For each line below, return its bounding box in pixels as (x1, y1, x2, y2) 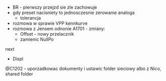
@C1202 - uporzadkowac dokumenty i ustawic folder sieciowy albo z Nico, (5, 65, 161, 71)
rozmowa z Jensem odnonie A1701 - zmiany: (12, 26, 105, 32)
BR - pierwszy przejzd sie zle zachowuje (12, 5, 97, 10)
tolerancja (20, 15, 41, 21)
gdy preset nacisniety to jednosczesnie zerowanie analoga (12, 10, 135, 16)
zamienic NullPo (20, 36, 54, 42)
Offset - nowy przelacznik (20, 31, 74, 37)
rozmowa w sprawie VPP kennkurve (12, 20, 88, 26)
